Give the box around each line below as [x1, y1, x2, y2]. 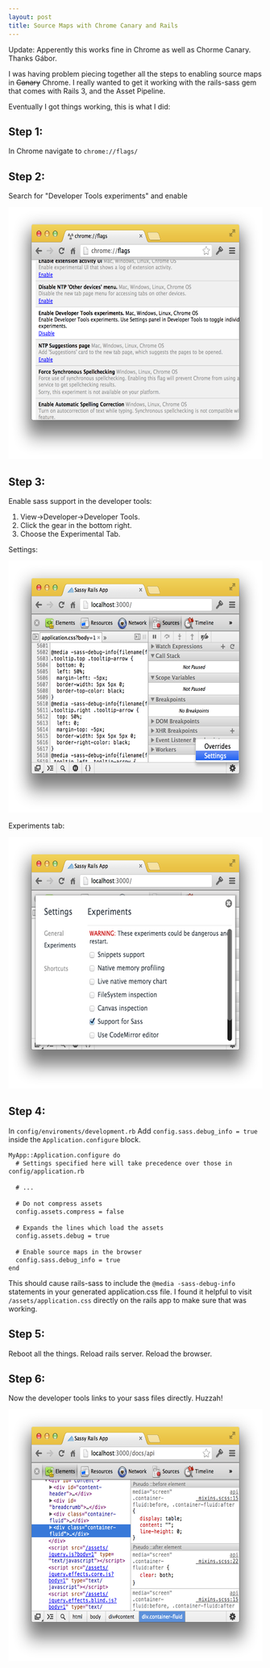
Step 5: [8, 1327, 46, 1341]
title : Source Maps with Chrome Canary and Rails [8, 21, 179, 30]
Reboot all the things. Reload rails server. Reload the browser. [8, 1349, 212, 1358]
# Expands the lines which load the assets [15, 1224, 164, 1232]
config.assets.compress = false [15, 1208, 125, 1216]
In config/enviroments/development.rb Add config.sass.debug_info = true [8, 1125, 258, 1136]
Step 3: [8, 475, 46, 489]
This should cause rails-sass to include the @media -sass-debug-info [8, 1278, 236, 1287]
